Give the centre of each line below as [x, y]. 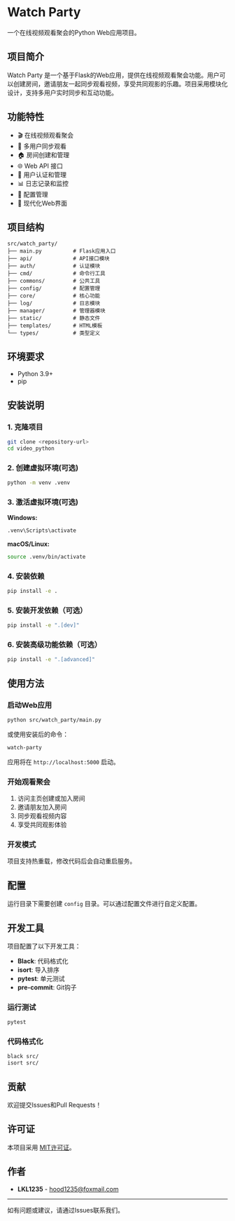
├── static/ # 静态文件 [54, 319]
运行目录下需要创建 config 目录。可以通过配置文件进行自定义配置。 [104, 904]
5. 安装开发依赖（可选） [47, 610]
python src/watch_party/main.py [54, 720]
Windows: [22, 518]
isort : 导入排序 [38, 970]
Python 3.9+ [35, 374]
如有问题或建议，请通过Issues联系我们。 [66, 1210]
